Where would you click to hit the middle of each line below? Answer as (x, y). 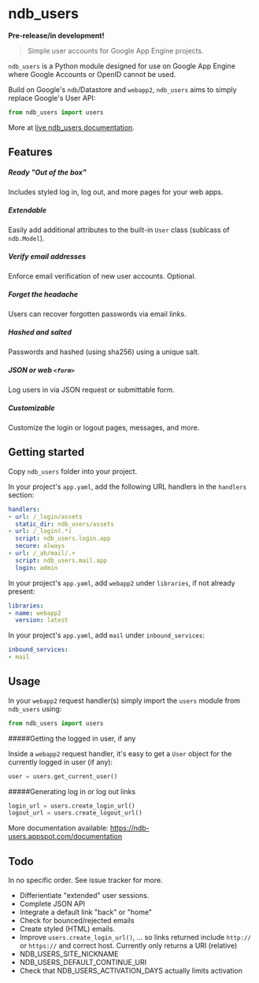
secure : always (40, 546)
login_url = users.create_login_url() (72, 806)
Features (30, 152)
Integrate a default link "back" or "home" (85, 912)
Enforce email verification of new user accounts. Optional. (102, 276)
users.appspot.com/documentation (65, 837)
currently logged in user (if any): (60, 762)
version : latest (42, 620)
